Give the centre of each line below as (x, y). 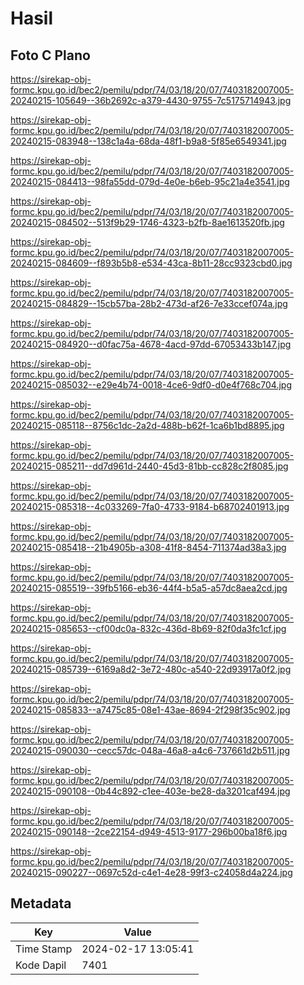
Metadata (41, 903)
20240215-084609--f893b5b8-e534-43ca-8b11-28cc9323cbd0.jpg (151, 263)
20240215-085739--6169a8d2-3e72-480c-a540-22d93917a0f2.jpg (151, 669)
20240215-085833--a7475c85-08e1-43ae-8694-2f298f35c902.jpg (150, 710)
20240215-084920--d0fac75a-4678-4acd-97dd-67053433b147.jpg (151, 344)
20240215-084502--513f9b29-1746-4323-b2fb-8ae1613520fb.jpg (147, 222)
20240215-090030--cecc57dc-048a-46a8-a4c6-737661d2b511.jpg (150, 750)
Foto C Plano (50, 55)
